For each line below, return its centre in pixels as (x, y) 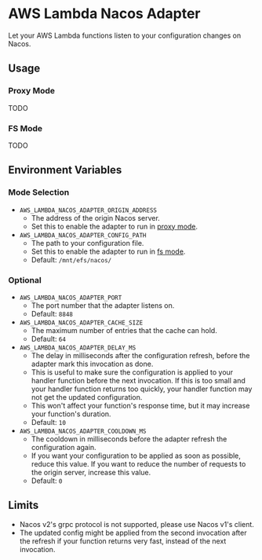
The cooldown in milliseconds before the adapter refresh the (129, 439)
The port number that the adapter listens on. (103, 305)
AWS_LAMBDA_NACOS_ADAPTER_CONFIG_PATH (83, 235)
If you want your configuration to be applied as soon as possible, (136, 456)
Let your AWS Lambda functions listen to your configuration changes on (125, 35)
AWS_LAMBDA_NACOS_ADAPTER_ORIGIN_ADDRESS (88, 210)
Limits (24, 505)
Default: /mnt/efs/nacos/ (71, 259)
